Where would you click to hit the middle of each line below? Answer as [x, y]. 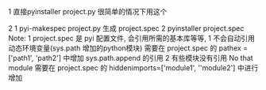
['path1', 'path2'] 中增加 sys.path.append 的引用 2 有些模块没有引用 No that [131, 58]
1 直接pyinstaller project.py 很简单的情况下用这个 [88, 11]
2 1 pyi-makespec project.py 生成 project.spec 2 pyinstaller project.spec [126, 28]
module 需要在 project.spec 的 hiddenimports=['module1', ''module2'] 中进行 [133, 68]
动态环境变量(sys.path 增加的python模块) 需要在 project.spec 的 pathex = [128, 48]
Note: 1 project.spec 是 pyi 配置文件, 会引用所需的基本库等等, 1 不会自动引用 [132, 38]
